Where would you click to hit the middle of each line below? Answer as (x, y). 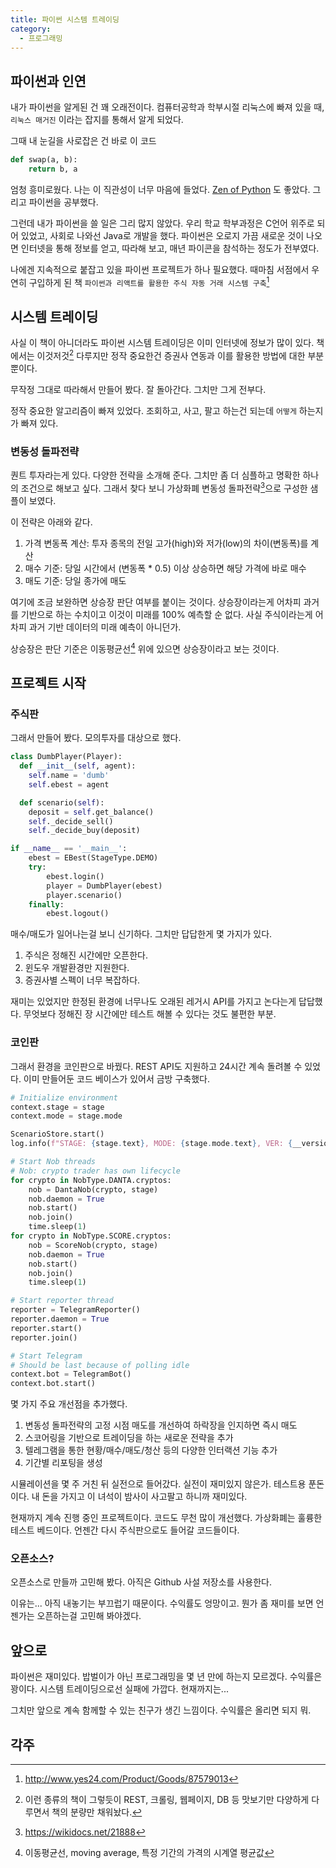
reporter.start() (46, 1328)
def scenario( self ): (62, 802)
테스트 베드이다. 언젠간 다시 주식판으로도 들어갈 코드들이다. (125, 1530)
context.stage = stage (57, 1107)
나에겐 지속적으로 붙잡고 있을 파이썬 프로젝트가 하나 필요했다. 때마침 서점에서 (160, 269)
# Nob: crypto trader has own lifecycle (96, 1171)
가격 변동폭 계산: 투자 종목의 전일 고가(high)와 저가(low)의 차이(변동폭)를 (166, 543)
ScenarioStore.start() (57, 1134)
